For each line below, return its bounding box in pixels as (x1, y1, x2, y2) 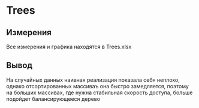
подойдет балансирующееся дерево (6, 95, 101, 102)
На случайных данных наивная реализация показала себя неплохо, (6, 76, 180, 84)
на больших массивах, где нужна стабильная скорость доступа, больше (6, 89, 193, 96)
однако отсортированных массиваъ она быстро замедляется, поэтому (6, 82, 189, 90)
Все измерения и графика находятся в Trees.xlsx (6, 43, 132, 50)
